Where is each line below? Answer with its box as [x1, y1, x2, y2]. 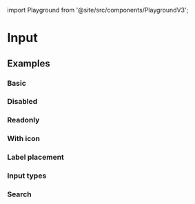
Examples [7, 57, 50, 69]
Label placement [7, 152, 64, 162]
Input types [7, 171, 47, 180]
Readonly [7, 115, 40, 125]
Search [7, 189, 32, 199]
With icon [7, 134, 40, 144]
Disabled [7, 97, 38, 106]
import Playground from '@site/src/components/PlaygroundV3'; [7, 6, 189, 14]
